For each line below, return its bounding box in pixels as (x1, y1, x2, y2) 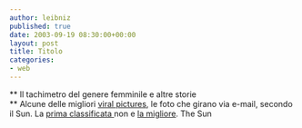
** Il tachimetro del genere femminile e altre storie (9, 88, 197, 100)
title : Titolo (9, 47, 64, 56)
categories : (9, 55, 55, 64)
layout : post (9, 38, 59, 48)
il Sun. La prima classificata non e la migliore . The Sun (9, 108, 212, 119)
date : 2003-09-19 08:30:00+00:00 (9, 30, 136, 39)
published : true (9, 22, 71, 31)
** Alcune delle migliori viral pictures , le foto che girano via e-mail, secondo (9, 98, 293, 109)
